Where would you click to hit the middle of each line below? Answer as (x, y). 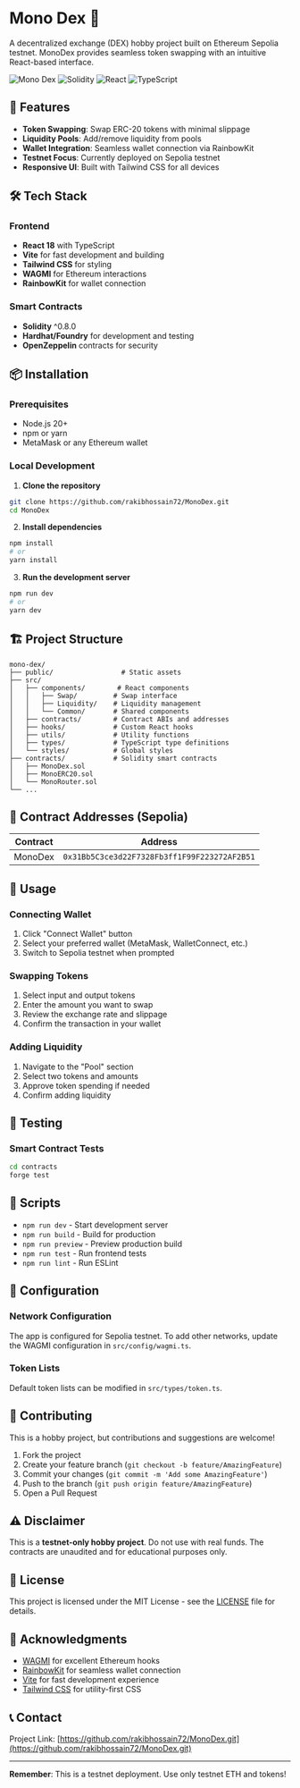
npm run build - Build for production (89, 1234)
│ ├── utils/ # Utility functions (100, 735)
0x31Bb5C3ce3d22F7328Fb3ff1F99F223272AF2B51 (159, 857)
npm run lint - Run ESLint (70, 1262)
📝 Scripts (35, 1203)
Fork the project (52, 1455)
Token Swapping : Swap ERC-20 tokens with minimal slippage (136, 129)
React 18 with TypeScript (68, 246)
